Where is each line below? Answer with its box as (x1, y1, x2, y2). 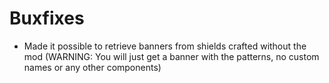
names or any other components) (23, 61, 162, 73)
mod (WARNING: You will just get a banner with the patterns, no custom (23, 50, 320, 62)
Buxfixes (9, 7, 85, 30)
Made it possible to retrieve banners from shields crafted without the (23, 40, 307, 52)
